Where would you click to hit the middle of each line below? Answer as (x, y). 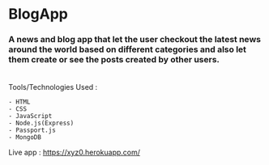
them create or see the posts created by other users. (114, 60)
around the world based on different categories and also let (128, 49)
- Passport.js (32, 130)
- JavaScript (30, 116)
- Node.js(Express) (41, 123)
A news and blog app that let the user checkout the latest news (135, 40)
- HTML (19, 102)
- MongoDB (25, 137)
